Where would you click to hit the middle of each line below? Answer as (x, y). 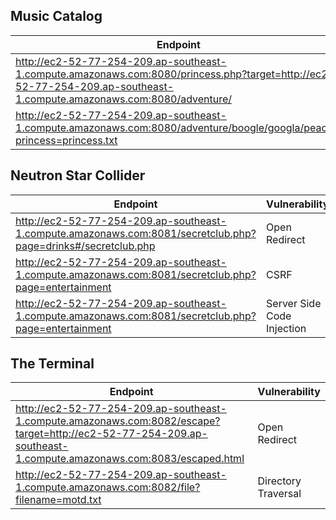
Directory (279, 481)
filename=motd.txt (58, 500)
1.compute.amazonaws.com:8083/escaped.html (130, 459)
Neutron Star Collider (78, 175)
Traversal (279, 494)
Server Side (294, 303)
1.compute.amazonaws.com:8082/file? (108, 487)
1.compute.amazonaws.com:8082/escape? (118, 421)
